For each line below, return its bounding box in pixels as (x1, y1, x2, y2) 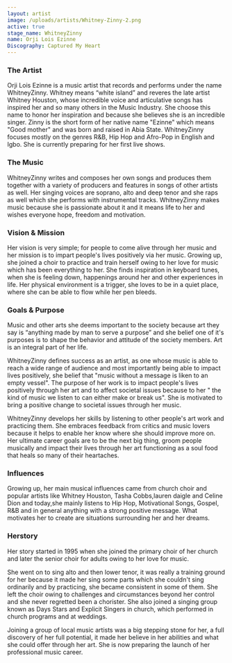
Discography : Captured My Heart (7, 42, 101, 49)
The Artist (7, 65, 42, 75)
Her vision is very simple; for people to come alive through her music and (7, 243, 217, 252)
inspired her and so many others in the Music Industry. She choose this (7, 104, 211, 112)
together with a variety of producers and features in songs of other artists (7, 181, 218, 189)
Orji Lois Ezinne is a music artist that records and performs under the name (7, 81, 222, 90)
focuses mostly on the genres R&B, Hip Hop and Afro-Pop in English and (7, 133, 215, 141)
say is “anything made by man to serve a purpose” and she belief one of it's (7, 328, 224, 337)
